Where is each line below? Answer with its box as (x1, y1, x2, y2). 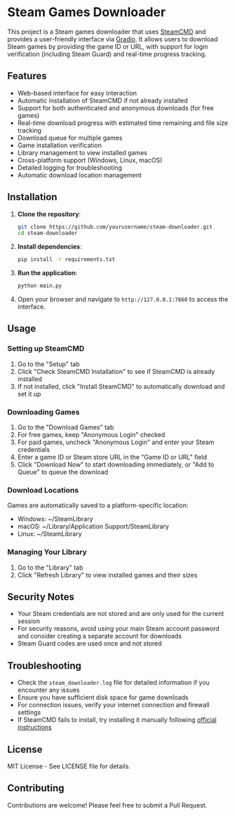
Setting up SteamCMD (7, 344, 85, 354)
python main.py (17, 282, 62, 290)
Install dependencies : (17, 243, 82, 251)
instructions (17, 723, 53, 732)
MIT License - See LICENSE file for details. (7, 762, 131, 770)
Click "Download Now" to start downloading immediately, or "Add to (17, 460, 215, 469)
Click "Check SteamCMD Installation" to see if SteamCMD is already (17, 367, 215, 375)
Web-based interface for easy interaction (17, 88, 137, 97)
